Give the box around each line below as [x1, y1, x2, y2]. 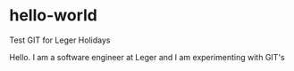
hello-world [9, 5, 98, 26]
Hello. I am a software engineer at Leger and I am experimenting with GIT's [9, 51, 285, 62]
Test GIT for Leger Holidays [9, 35, 111, 45]
